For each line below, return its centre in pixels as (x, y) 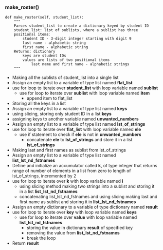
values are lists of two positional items (66, 60)
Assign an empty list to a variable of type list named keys (70, 109)
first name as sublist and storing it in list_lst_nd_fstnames (78, 202)
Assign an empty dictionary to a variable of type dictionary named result (85, 207)
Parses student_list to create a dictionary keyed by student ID (81, 26)
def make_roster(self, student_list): (44, 18)
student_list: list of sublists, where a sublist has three (76, 30)
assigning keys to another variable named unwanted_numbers (75, 119)
